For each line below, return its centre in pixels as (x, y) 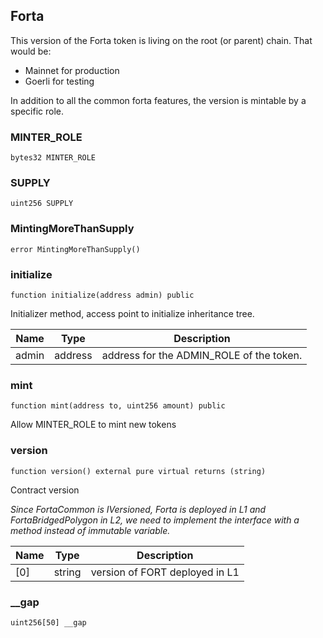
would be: (31, 51)
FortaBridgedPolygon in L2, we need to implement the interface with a (155, 520)
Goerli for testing (59, 81)
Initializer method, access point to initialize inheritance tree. (132, 313)
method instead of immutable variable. (90, 530)
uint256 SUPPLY (42, 204)
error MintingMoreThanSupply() (75, 249)
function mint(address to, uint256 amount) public (118, 406)
